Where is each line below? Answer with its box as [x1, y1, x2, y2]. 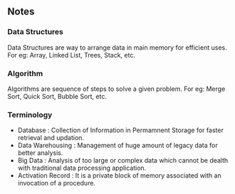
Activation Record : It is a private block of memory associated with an [17, 171, 222, 180]
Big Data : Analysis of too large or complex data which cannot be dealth [17, 156, 229, 165]
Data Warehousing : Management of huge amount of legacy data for [17, 141, 219, 150]
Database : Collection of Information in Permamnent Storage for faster [17, 126, 224, 134]
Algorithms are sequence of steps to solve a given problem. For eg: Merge [7, 85, 226, 93]
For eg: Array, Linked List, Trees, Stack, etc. [7, 50, 135, 59]
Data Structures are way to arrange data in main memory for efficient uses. [7, 43, 227, 52]
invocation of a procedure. [17, 179, 96, 188]
